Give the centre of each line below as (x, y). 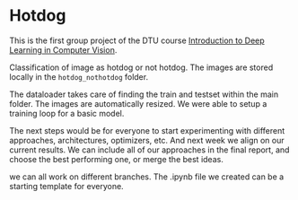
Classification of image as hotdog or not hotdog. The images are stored (141, 67)
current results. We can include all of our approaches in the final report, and (149, 150)
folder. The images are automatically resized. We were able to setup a (138, 103)
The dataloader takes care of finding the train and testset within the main (144, 94)
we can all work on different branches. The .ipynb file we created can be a (147, 177)
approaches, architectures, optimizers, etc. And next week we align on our (147, 140)
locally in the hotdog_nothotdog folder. (79, 76)
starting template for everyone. (66, 186)
